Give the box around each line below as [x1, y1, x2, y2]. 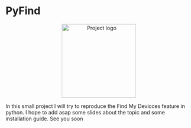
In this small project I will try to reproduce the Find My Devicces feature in [5, 102, 186, 110]
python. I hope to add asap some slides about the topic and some [5, 109, 165, 116]
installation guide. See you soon [5, 115, 83, 122]
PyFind [5, 4, 41, 18]
